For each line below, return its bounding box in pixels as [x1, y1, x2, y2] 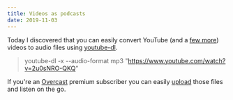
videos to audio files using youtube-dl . [7, 43, 118, 51]
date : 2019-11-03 [7, 17, 58, 24]
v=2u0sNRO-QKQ [24, 64, 76, 72]
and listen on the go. [7, 85, 66, 93]
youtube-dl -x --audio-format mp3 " [24, 56, 128, 65]
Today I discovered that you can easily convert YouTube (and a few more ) [7, 35, 219, 44]
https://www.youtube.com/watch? [128, 56, 226, 65]
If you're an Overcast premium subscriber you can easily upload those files [7, 77, 223, 85]
